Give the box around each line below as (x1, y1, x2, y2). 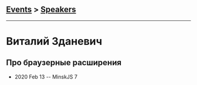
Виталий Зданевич (6, 35, 103, 48)
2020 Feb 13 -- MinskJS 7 (14, 73, 78, 80)
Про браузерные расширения (6, 58, 122, 68)
